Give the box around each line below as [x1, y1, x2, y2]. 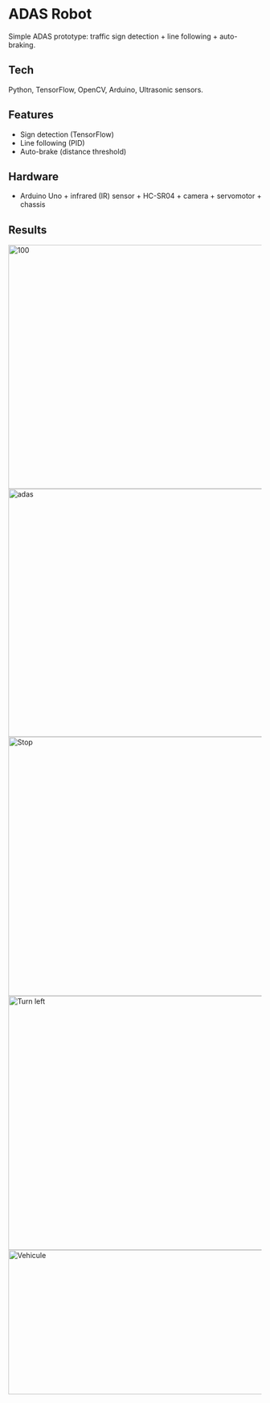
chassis [19, 200, 46, 209]
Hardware [8, 170, 59, 184]
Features [8, 108, 54, 122]
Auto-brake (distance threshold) [19, 146, 127, 156]
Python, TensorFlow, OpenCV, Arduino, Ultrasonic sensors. [8, 85, 203, 94]
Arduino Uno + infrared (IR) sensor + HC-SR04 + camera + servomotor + [19, 191, 262, 201]
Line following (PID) [19, 138, 86, 147]
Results [8, 223, 47, 237]
